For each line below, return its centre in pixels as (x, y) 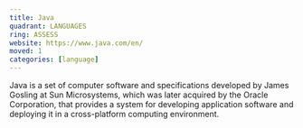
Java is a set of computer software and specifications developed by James (149, 85)
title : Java (32, 18)
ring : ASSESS (34, 34)
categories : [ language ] (54, 59)
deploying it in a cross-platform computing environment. (114, 114)
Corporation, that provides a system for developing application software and (151, 104)
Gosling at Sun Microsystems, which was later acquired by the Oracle (139, 95)
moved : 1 (26, 51)
